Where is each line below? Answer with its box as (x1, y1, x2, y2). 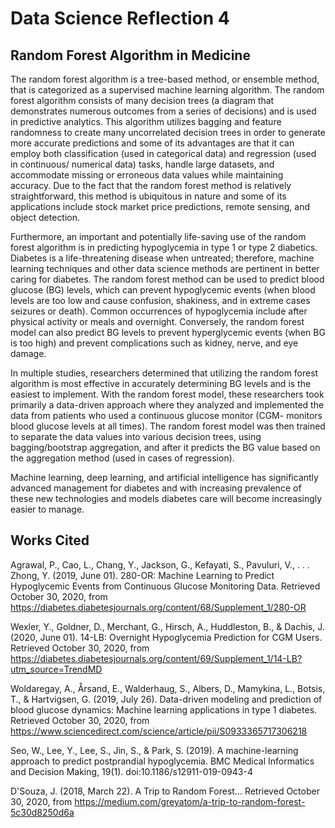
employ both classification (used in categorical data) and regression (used (10, 148, 317, 159)
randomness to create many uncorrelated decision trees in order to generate (10, 127, 326, 138)
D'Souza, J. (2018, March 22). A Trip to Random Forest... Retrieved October (10, 785, 320, 797)
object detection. (10, 212, 81, 223)
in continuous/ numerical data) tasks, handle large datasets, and (10, 158, 275, 170)
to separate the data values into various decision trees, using (10, 431, 262, 442)
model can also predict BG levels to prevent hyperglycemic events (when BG (10, 327, 326, 338)
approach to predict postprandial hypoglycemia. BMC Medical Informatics (10, 755, 315, 767)
